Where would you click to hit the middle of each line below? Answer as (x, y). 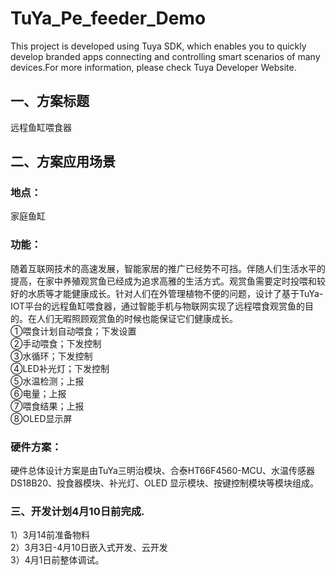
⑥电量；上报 (38, 393)
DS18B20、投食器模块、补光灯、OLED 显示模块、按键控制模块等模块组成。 (165, 483)
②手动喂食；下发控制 (56, 343)
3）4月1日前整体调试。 (57, 560)
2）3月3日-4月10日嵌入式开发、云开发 (89, 548)
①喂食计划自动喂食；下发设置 (73, 331)
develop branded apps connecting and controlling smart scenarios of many (165, 56)
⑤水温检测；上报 (47, 381)
